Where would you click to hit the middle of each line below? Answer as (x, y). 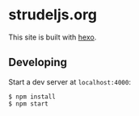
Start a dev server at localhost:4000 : (70, 81)
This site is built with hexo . (53, 37)
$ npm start (28, 104)
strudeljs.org (53, 15)
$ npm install (32, 97)
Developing (38, 62)
